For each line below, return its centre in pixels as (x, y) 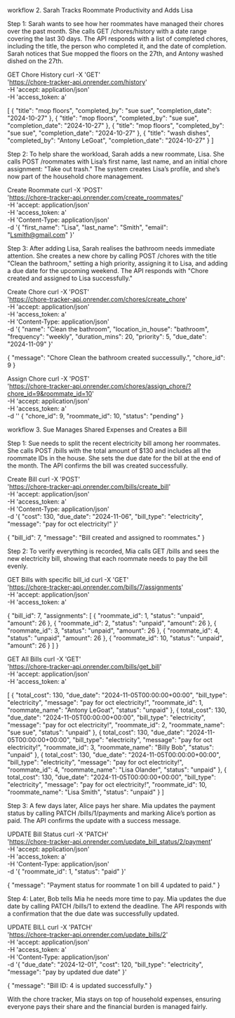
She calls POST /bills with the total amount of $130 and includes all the (109, 451)
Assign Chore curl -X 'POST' (48, 379)
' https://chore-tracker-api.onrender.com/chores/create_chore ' (97, 299)
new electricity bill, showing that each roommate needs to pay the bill (108, 558)
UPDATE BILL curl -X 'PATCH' (50, 927)
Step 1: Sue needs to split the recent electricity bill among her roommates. (114, 443)
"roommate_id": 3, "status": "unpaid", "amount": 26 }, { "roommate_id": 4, (113, 630)
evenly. (18, 566)
